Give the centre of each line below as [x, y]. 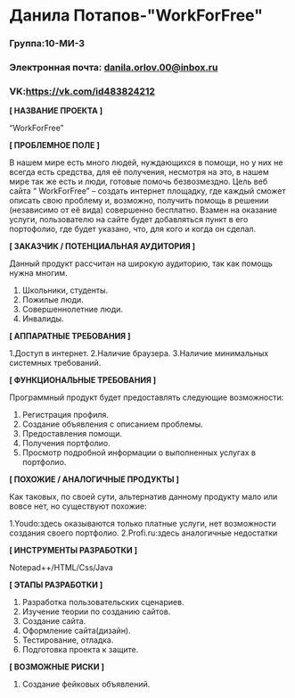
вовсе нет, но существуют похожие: [78, 506]
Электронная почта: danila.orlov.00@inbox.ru [114, 68]
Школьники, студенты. [65, 290]
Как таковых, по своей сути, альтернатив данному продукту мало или [143, 497]
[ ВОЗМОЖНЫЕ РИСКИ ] [57, 667]
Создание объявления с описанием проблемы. [112, 424]
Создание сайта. [54, 621]
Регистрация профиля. [66, 415]
